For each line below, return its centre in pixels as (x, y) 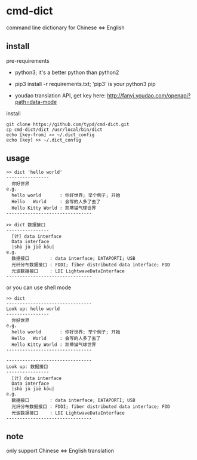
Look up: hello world (33, 309)
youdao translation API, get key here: (60, 95)
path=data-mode (36, 102)
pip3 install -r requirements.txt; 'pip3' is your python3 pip (85, 84)
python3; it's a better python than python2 (67, 72)
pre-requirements (28, 60)
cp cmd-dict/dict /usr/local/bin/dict (54, 130)
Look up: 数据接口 (27, 367)
